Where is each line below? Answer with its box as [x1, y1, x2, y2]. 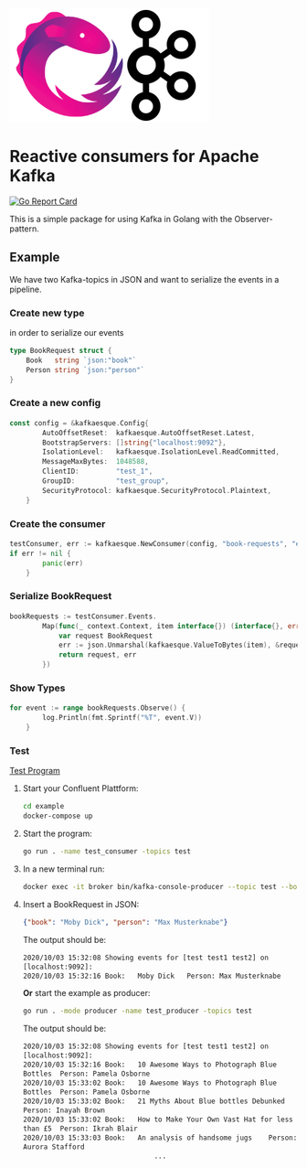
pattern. [9, 223, 39, 234]
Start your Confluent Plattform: [22, 783, 139, 794]
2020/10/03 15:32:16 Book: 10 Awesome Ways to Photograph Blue [22, 1060, 277, 1069]
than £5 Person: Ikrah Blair [22, 1124, 139, 1133]
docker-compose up [22, 811, 93, 821]
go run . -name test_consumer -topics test [22, 847, 192, 856]
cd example [22, 802, 65, 811]
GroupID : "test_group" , [42, 477, 170, 486]
